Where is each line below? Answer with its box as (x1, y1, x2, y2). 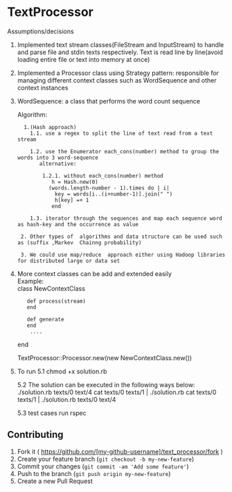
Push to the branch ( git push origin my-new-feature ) (17, 469, 171, 477)
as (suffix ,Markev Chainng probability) (17, 239, 142, 246)
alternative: (39, 160, 77, 167)
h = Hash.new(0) (51, 178, 98, 185)
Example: (17, 277, 44, 285)
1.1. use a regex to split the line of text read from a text (30, 130, 213, 137)
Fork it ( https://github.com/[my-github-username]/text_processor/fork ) (17, 447, 224, 455)
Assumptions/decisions (7, 27, 74, 35)
